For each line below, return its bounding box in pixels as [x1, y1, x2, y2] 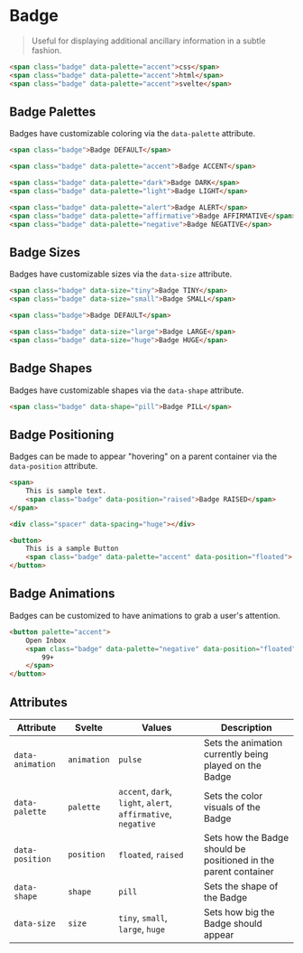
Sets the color [203, 789, 263, 802]
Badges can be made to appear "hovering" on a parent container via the [9, 451, 278, 462]
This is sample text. [25, 487, 106, 496]
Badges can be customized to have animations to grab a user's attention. [9, 610, 281, 621]
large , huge [118, 922, 165, 935]
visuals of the [203, 800, 262, 813]
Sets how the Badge [203, 831, 289, 844]
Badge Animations [9, 586, 115, 602]
